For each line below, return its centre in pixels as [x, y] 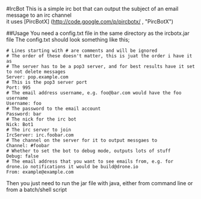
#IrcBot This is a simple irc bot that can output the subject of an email [92, 9]
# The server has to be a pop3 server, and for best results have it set [101, 66]
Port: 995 [19, 87]
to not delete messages [36, 72]
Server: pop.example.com [37, 77]
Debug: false [23, 156]
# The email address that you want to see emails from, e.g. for [90, 162]
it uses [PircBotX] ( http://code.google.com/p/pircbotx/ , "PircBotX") [90, 21]
